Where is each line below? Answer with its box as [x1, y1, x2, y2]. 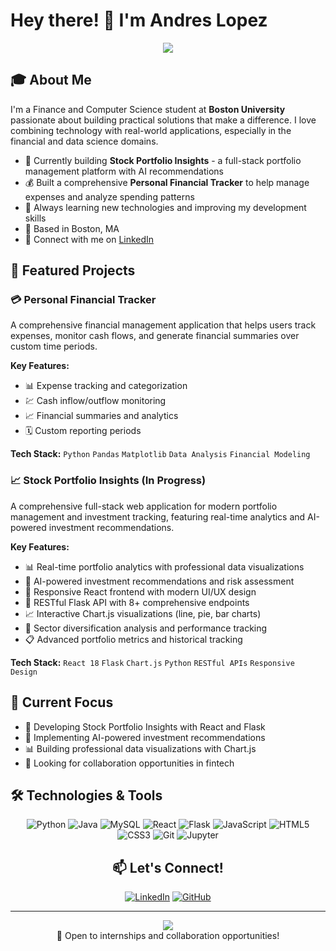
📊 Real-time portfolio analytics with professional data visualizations [24, 560, 305, 573]
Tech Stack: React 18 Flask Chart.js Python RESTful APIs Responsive [10, 656, 295, 668]
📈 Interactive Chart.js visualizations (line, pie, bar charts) [24, 607, 262, 619]
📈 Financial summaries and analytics [24, 410, 179, 422]
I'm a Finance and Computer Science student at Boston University [10, 103, 286, 115]
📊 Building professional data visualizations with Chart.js [24, 742, 257, 754]
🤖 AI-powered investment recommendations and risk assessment [24, 575, 295, 587]
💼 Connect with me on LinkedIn [24, 233, 155, 245]
